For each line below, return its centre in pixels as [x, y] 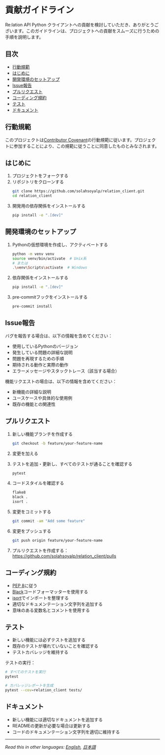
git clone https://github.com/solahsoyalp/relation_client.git [78, 191]
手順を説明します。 [24, 37]
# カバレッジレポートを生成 [29, 686]
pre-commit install [32, 307]
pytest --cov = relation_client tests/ [44, 690]
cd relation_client [32, 196]
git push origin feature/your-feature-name [57, 540]
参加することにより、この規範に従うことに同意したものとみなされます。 [86, 146]
